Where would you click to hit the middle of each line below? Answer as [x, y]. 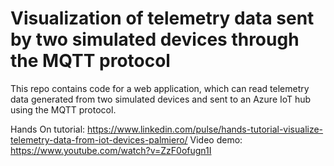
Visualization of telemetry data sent [162, 18]
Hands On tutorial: [48, 129]
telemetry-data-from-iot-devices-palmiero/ [99, 139]
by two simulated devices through [155, 39]
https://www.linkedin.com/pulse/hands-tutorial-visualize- [205, 129]
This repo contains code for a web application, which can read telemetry [160, 88]
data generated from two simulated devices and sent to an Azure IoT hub [161, 99]
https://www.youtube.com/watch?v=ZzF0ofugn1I [111, 150]
